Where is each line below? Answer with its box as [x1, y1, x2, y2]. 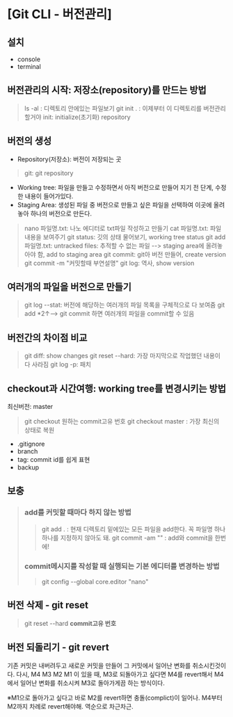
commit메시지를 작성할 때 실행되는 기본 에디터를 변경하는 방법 [24, 561, 220, 571]
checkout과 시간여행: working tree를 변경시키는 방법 [7, 382, 226, 394]
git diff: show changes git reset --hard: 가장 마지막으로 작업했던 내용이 [24, 352, 221, 360]
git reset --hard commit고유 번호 [24, 619, 117, 627]
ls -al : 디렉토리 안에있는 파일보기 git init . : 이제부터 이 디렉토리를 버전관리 [24, 104, 226, 112]
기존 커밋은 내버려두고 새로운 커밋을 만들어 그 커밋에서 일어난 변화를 [7, 661, 191, 670]
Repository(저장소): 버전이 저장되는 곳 [17, 154, 122, 163]
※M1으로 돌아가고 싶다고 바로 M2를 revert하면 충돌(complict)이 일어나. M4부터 [7, 693, 223, 702]
